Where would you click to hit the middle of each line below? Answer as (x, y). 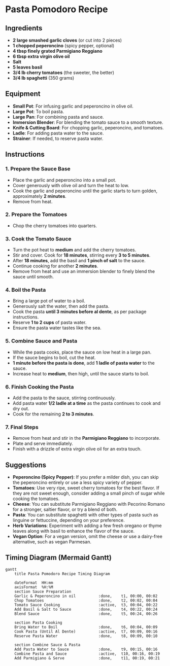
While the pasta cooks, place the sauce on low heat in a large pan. (82, 352)
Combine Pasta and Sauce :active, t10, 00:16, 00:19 (87, 654)
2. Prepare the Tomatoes (36, 215)
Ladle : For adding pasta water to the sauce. (58, 133)
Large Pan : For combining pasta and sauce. (58, 117)
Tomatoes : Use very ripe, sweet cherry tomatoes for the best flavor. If (86, 488)
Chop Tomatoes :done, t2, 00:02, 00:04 (86, 600)
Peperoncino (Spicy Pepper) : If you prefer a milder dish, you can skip (86, 477)
